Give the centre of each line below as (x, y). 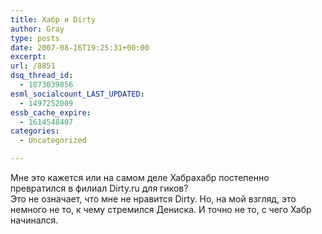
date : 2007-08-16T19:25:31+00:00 (80, 47)
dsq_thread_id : (42, 76)
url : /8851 (33, 66)
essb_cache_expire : (51, 112)
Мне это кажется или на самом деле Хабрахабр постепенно (140, 177)
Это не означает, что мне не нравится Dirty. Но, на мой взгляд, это (153, 199)
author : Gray (37, 29)
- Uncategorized (53, 141)
